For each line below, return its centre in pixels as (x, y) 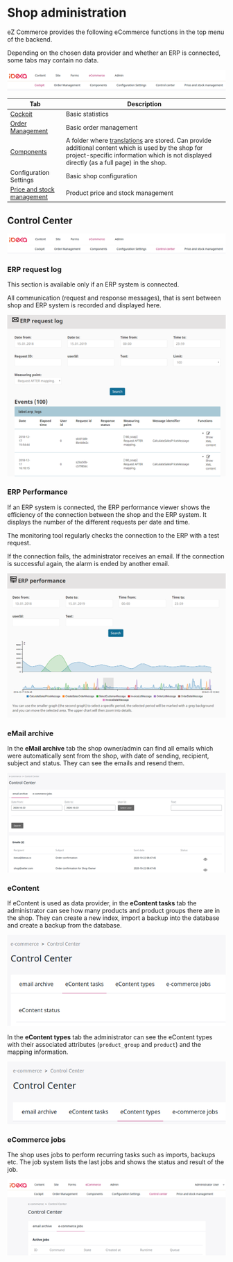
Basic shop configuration (101, 176)
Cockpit (21, 114)
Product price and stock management (119, 193)
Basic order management (102, 127)
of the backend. (30, 39)
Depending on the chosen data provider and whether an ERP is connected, (114, 53)
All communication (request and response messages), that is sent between (114, 298)
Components (28, 151)
